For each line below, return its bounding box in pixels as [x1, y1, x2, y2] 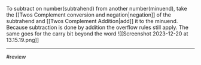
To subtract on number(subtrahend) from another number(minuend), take [6, 5, 187, 12]
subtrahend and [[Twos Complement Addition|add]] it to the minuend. [6, 18, 178, 24]
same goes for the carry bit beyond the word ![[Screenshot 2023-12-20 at [6, 30, 188, 37]
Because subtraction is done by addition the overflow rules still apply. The [6, 24, 188, 31]
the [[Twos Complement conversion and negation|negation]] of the [6, 11, 172, 18]
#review [6, 53, 26, 60]
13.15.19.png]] [6, 37, 39, 43]
